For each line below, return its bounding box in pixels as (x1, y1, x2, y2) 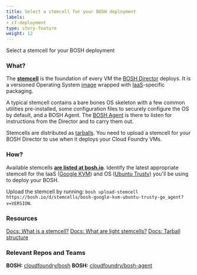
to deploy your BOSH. (6, 176, 59, 183)
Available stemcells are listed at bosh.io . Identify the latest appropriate (6, 164, 179, 171)
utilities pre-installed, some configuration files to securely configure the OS (6, 105, 189, 112)
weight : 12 (6, 31, 33, 37)
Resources (6, 214, 38, 222)
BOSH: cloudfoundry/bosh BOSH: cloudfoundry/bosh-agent (6, 262, 153, 269)
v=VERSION (6, 200, 31, 206)
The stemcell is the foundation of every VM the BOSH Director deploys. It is (6, 75, 191, 82)
